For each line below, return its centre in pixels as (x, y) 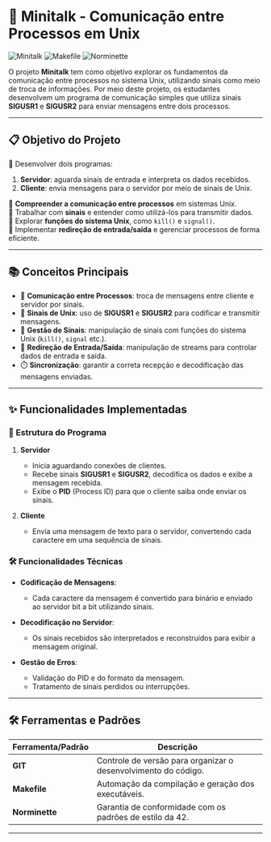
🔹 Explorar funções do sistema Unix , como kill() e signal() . (112, 221)
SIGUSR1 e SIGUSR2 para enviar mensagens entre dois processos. (120, 106)
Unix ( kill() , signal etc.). (63, 338)
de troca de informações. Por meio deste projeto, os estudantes (115, 89)
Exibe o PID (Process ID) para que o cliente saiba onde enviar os (139, 492)
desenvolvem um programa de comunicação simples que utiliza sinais (125, 97)
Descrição (178, 747)
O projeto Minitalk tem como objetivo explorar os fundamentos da (118, 71)
